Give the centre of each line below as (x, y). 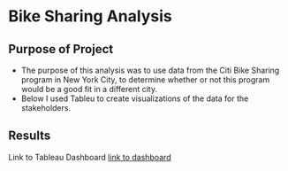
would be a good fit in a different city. (89, 89)
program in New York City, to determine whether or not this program (145, 80)
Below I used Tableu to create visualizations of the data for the (135, 98)
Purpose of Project (61, 49)
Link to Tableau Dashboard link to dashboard (90, 157)
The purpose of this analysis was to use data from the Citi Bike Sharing (150, 70)
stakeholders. (46, 108)
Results (30, 136)
